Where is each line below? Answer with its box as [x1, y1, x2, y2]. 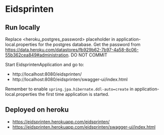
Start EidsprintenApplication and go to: [5, 62, 84, 67]
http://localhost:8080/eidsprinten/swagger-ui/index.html [12, 77, 128, 82]
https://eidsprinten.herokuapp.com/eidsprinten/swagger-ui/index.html [12, 124, 156, 130]
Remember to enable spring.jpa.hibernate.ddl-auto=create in [5, 86, 134, 92]
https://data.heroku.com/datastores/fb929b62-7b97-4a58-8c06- [5, 47, 139, 52]
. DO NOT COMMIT [68, 52, 108, 58]
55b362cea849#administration [5, 52, 68, 58]
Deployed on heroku [5, 105, 69, 114]
